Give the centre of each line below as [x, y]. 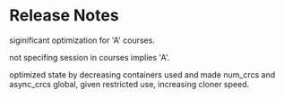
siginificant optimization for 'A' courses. [82, 40]
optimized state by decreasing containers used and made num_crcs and [142, 74]
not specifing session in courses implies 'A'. [90, 57]
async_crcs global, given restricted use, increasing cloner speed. [129, 84]
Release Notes [64, 16]
